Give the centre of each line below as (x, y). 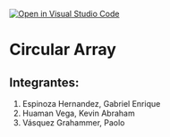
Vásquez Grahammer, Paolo (73, 123)
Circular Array (63, 50)
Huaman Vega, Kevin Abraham (79, 113)
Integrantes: (44, 82)
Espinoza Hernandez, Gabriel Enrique (91, 104)
